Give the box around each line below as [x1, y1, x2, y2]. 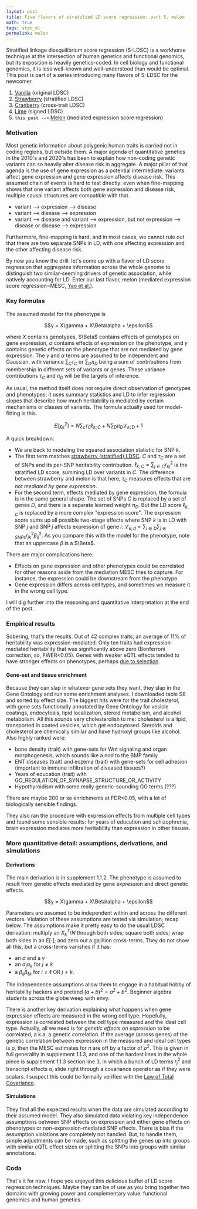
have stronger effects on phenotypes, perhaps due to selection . [6, 657, 160, 664]
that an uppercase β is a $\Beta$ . [14, 539, 96, 546]
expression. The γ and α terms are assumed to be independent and [6, 352, 169, 359]
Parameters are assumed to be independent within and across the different [6, 909, 188, 916]
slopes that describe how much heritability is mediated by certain [6, 397, 164, 404]
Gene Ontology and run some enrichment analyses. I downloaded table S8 [6, 691, 186, 698]
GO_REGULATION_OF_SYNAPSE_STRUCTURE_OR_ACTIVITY [14, 777, 161, 784]
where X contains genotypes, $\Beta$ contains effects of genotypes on [6, 333, 179, 340]
